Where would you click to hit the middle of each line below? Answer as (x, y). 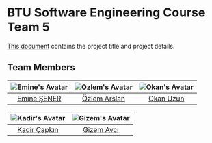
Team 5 (28, 27)
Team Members (41, 67)
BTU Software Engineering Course (106, 13)
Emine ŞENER (39, 99)
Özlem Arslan (103, 99)
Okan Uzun (166, 99)
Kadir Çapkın (38, 129)
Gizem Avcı (101, 129)
